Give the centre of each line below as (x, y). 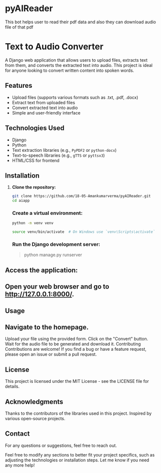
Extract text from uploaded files (44, 102)
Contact (17, 434)
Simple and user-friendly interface (46, 113)
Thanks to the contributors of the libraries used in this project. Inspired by (78, 413)
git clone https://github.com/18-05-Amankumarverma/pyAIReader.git (81, 196)
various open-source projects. (35, 419)
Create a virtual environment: (47, 213)
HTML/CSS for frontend (36, 160)
